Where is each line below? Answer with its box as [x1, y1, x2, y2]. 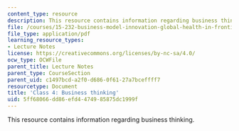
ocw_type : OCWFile [7, 57, 62, 64]
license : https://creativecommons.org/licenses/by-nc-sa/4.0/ [7, 50, 196, 57]
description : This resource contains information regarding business [7, 17, 218, 24]
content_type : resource [7, 10, 78, 18]
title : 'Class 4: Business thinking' [7, 89, 119, 96]
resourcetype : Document [7, 83, 78, 90]
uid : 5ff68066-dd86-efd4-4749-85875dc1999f [7, 96, 139, 103]
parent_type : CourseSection [7, 69, 91, 76]
